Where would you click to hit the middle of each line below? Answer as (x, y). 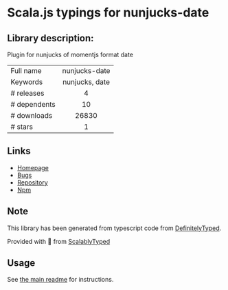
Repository (32, 182)
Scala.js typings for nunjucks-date (108, 13)
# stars (22, 127)
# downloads (32, 115)
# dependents (33, 104)
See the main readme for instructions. (60, 280)
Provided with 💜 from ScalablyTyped (59, 241)
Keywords (27, 82)
